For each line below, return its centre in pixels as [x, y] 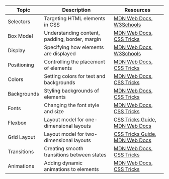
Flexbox [17, 123]
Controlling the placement [75, 62]
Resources [138, 10]
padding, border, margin [73, 39]
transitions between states [75, 155]
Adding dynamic [63, 163]
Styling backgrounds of [72, 91]
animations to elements [71, 169]
